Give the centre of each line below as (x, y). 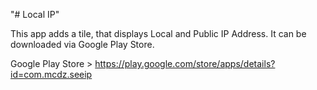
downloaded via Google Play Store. (82, 44)
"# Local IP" (35, 14)
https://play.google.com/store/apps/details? (185, 63)
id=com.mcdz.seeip (51, 74)
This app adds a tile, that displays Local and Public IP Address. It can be (158, 33)
